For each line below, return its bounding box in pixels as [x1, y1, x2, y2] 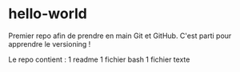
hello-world [8, 5, 88, 23]
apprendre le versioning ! [8, 39, 91, 48]
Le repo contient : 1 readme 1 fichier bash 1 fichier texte [8, 55, 190, 64]
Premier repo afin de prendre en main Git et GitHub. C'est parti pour [8, 31, 232, 40]
